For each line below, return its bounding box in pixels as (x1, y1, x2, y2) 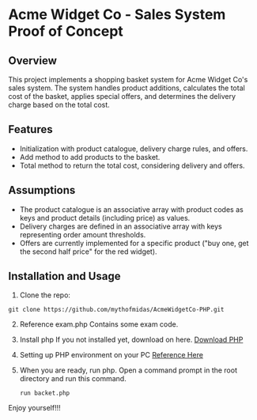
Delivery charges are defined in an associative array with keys (19, 221, 223, 231)
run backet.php (19, 389, 70, 397)
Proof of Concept (8, 22, 124, 40)
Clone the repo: (19, 290, 71, 300)
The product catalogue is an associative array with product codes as (19, 204, 244, 214)
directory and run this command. (19, 374, 127, 384)
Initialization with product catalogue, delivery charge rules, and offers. (19, 144, 248, 153)
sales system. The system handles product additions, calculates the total (8, 83, 245, 93)
